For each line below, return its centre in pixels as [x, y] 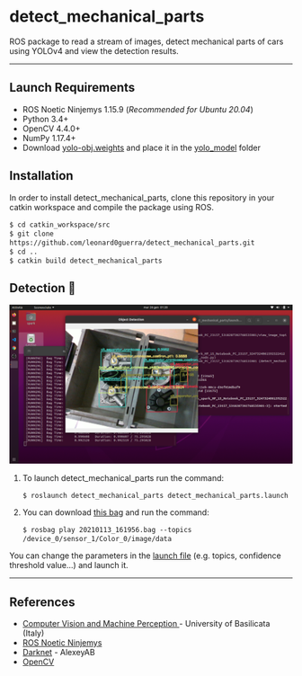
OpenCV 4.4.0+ [51, 129]
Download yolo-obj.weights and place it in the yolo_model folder [142, 147]
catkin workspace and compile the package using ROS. [111, 207]
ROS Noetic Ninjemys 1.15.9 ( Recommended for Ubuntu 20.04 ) [138, 109]
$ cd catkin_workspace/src [60, 225]
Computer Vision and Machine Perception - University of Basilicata [146, 624]
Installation [41, 176]
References [42, 602]
